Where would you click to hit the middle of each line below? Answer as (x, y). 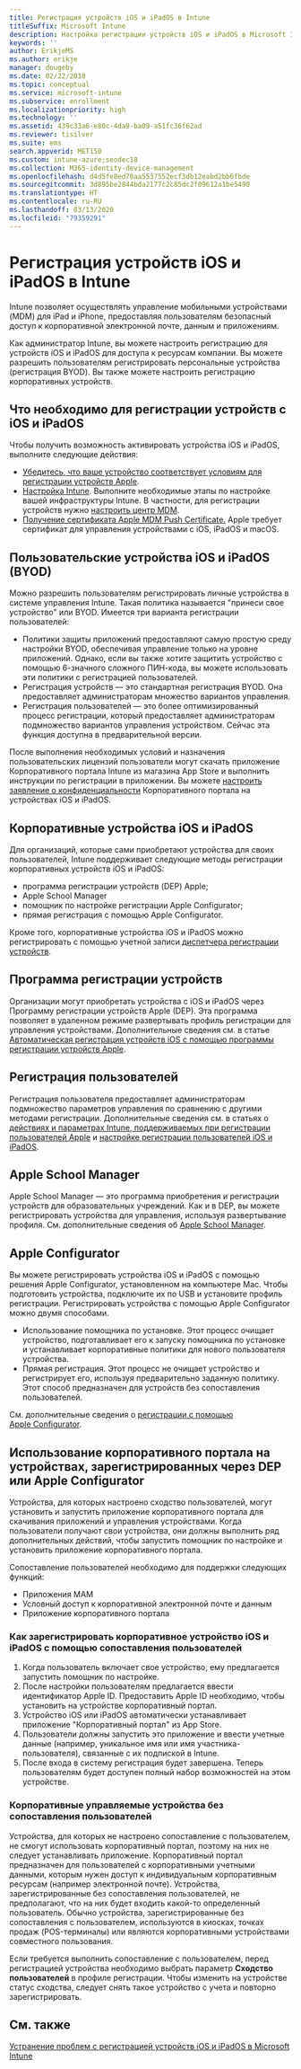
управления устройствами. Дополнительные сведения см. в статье (140, 1030)
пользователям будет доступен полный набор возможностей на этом (156, 1773)
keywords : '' (34, 43)
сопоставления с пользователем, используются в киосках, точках (137, 1922)
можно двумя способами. (59, 1313)
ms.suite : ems (36, 143)
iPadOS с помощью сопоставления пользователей (126, 1648)
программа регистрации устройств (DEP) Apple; (115, 886)
